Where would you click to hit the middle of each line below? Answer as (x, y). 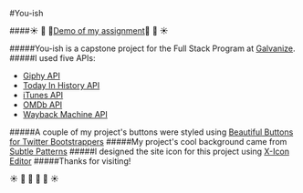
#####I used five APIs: (52, 58)
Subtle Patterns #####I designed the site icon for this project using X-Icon (150, 151)
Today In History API (61, 85)
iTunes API (43, 95)
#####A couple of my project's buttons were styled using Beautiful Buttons (151, 132)
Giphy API (42, 76)
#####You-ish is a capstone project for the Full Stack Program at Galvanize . (152, 48)
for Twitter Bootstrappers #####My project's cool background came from (148, 142)
